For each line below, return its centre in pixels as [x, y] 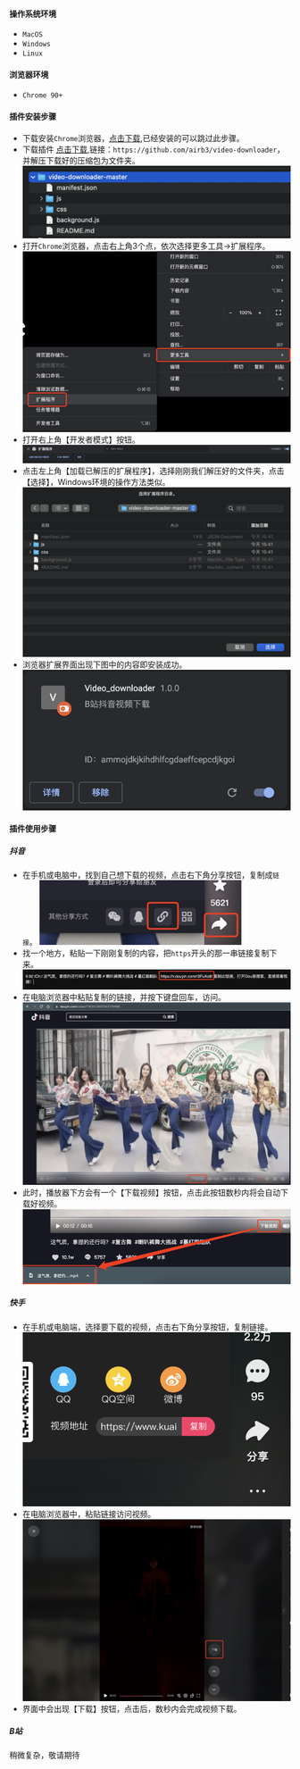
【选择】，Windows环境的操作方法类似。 [96, 482]
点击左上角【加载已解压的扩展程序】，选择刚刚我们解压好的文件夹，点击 [153, 471]
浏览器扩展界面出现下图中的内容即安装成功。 [104, 664]
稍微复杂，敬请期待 [45, 1756]
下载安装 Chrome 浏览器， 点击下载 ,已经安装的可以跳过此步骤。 [133, 138]
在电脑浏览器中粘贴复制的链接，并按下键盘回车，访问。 [124, 997]
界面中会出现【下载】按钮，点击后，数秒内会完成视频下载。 [132, 1709]
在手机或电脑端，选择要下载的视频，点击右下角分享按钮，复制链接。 [147, 1327]
